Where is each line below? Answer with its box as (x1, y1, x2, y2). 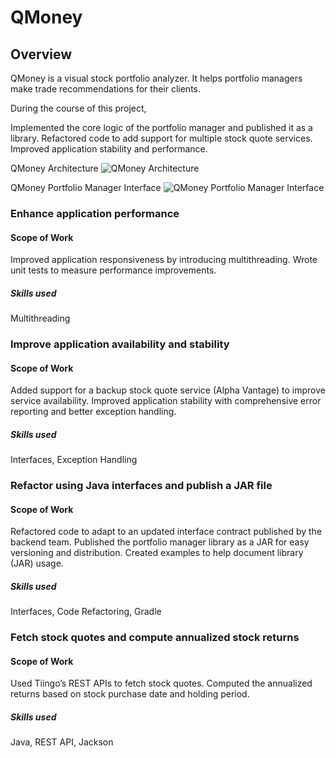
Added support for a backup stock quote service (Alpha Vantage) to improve (10, 384, 326, 396)
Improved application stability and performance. (10, 143, 208, 155)
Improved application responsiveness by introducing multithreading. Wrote (10, 254, 318, 266)
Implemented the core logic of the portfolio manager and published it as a (10, 122, 313, 133)
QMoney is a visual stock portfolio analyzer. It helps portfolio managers (10, 72, 303, 84)
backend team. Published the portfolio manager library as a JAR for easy (10, 536, 310, 548)
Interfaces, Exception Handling (10, 454, 138, 466)
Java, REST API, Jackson (10, 736, 114, 748)
